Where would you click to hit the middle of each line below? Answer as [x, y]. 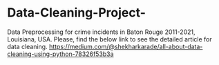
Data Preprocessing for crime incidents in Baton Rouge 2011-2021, [101, 32]
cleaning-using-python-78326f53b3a [60, 54]
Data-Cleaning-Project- [77, 13]
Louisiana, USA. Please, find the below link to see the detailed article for [109, 39]
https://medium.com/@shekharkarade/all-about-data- [126, 46]
